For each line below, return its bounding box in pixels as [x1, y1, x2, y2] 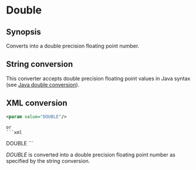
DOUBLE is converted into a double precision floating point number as [6, 151, 176, 158]
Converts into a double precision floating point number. [6, 42, 140, 49]
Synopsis [6, 27, 41, 37]
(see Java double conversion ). [6, 81, 80, 88]
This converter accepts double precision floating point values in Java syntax [6, 74, 191, 82]
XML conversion [6, 98, 67, 108]
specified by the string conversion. [6, 157, 90, 164]
